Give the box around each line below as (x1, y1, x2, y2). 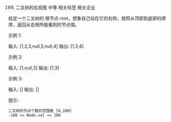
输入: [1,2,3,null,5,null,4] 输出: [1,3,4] (8, 43, 84, 49)
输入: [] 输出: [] (8, 86, 40, 93)
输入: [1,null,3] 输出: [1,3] (8, 65, 59, 71)
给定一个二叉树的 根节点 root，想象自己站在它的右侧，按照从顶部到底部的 (8, 15, 162, 21)
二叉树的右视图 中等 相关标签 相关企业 (15, 5, 95, 10)
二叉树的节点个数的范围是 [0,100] (8, 108, 72, 113)
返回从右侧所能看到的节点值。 (17, 22, 80, 27)
